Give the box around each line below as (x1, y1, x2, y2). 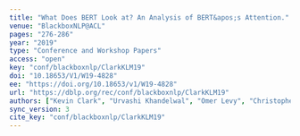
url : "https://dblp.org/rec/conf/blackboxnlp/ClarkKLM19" (9, 88, 229, 97)
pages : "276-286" (9, 30, 74, 38)
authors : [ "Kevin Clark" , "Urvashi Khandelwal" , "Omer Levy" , (9, 96, 246, 106)
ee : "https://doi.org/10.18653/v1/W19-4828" (9, 80, 178, 89)
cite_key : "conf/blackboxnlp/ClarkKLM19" (9, 113, 166, 122)
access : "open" (9, 55, 66, 64)
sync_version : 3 (9, 105, 70, 114)
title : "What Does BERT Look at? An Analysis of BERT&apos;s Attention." (9, 13, 290, 22)
